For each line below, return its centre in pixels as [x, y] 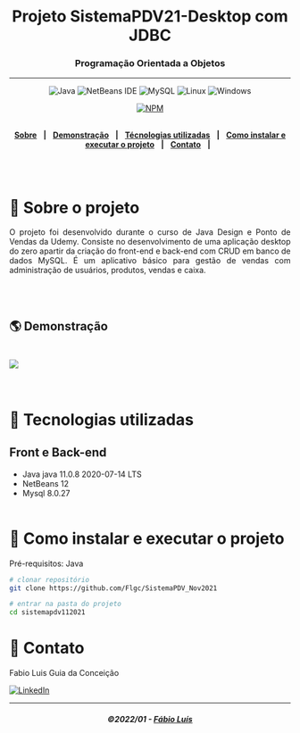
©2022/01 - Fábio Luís [150, 719]
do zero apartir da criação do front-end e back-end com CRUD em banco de [150, 251]
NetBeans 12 [46, 483]
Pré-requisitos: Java [46, 563]
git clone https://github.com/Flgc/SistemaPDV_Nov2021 [113, 588]
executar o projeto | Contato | [148, 145]
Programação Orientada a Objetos [150, 63]
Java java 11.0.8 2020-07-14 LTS [82, 474]
